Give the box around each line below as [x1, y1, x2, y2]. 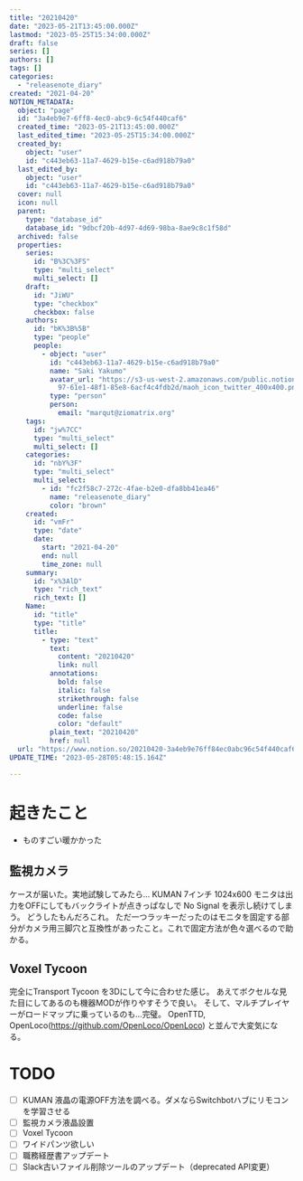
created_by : [17, 139, 63, 148]
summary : [25, 568, 59, 577]
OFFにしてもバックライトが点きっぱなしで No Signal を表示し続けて [24, 901, 278, 912]
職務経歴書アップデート [22, 1150, 110, 1161]
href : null [49, 736, 91, 746]
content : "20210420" [57, 652, 135, 661]
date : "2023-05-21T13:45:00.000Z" [9, 22, 140, 31]
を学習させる [22, 1106, 70, 1117]
